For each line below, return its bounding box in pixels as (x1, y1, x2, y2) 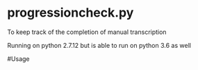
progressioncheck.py (7, 5, 134, 21)
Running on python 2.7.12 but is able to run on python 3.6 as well (7, 41, 191, 49)
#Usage (7, 54, 30, 63)
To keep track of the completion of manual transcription (7, 28, 167, 36)
